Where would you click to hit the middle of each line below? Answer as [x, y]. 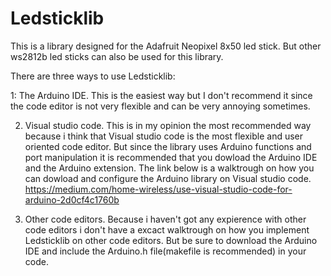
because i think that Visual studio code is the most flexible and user [164, 136]
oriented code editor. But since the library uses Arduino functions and [168, 146]
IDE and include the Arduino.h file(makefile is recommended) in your [165, 251]
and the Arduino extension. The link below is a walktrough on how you [169, 168]
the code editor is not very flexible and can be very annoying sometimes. [160, 106]
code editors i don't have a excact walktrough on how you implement [167, 229]
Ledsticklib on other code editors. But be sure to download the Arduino [171, 240]
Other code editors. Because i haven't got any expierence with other [165, 219]
